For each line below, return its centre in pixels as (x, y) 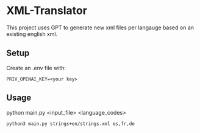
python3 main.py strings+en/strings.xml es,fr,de (71, 124)
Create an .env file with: (36, 68)
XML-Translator (47, 11)
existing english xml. (32, 34)
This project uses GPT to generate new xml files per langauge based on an (100, 27)
